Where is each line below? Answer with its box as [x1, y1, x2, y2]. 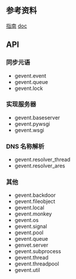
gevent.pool [14, 229, 44, 236]
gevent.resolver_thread [14, 156, 71, 163]
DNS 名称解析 [6, 142, 45, 150]
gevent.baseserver [14, 114, 60, 121]
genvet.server [14, 241, 49, 248]
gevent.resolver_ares [14, 162, 65, 169]
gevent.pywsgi [14, 120, 50, 127]
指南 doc [6, 22, 27, 29]
